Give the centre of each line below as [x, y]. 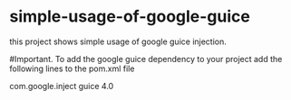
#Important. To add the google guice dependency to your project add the [146, 59]
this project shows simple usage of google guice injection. [118, 41]
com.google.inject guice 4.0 [62, 86]
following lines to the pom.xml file [72, 68]
